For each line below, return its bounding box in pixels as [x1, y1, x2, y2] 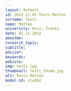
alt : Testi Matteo [5, 73, 43, 78]
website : [5, 59, 23, 64]
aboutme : [5, 36, 23, 41]
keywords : [5, 54, 26, 60]
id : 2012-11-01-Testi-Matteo [5, 12, 66, 17]
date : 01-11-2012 [5, 31, 41, 36]
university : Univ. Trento [5, 26, 59, 31]
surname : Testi [5, 17, 37, 22]
